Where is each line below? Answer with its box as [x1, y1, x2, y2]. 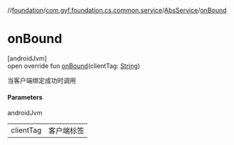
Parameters [7, 93, 43, 101]
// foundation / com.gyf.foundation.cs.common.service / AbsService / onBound [7, 6, 227, 14]
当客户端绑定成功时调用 [7, 76, 76, 84]
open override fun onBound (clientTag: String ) [7, 62, 141, 70]
